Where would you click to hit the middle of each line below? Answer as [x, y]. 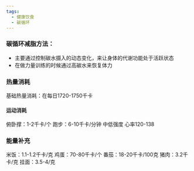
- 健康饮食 [23, 17]
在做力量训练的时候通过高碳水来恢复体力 [63, 65]
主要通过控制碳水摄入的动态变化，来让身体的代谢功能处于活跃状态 [94, 58]
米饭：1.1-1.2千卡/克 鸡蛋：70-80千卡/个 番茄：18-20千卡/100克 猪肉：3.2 [95, 155]
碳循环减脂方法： [30, 44]
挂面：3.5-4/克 [38, 162]
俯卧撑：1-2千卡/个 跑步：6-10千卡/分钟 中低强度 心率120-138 [80, 124]
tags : [13, 11]
